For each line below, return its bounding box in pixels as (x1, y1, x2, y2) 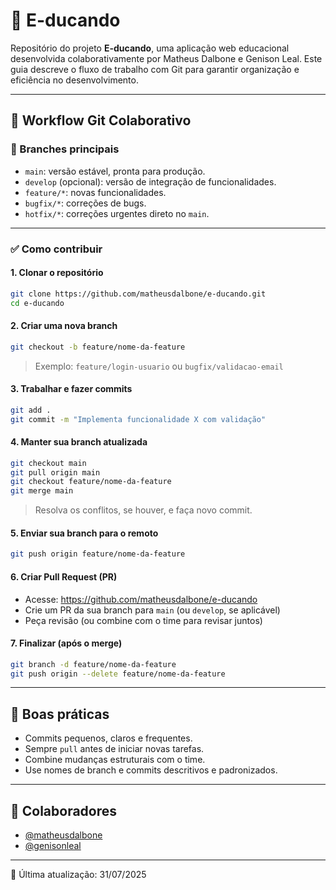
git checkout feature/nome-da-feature (10, 477, 172, 487)
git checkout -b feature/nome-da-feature (10, 342, 186, 352)
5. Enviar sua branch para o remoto (10, 527, 159, 539)
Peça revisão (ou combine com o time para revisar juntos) (24, 614, 263, 626)
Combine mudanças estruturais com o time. (24, 754, 206, 766)
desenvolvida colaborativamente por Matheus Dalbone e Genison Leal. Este (10, 52, 323, 64)
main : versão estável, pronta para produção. (24, 165, 206, 177)
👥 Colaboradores (10, 802, 118, 819)
